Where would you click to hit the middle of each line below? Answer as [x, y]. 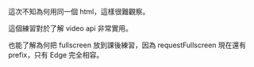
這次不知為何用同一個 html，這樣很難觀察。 [79, 11]
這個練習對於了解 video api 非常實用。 [71, 28]
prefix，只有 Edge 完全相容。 [56, 55]
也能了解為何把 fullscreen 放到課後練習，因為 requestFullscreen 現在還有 [127, 45]
